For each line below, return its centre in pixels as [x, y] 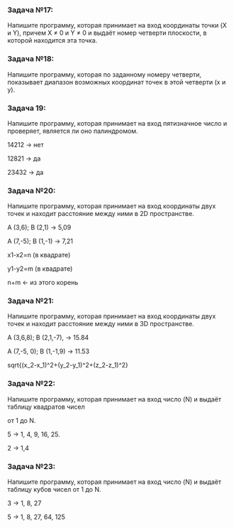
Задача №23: [31, 466]
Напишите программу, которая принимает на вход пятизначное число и [117, 123]
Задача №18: [31, 59]
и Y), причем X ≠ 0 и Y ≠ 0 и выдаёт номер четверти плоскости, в [107, 33]
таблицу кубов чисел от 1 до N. [54, 490]
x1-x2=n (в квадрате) [39, 255]
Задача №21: [31, 301]
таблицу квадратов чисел [46, 406]
